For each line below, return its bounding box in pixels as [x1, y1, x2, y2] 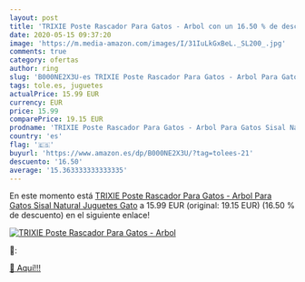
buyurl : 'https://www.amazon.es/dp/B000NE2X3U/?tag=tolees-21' [9, 148, 254, 157]
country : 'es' [9, 132, 64, 141]
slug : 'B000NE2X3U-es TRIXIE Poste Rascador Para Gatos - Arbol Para [9, 73, 279, 82]
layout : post [9, 13, 59, 23]
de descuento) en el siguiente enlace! [9, 210, 150, 221]
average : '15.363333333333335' [9, 166, 128, 175]
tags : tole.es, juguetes [9, 81, 103, 90]
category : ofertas [9, 55, 79, 65]
